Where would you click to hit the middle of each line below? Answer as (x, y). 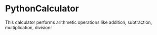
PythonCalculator (42, 9)
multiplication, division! (28, 27)
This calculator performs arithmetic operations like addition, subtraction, (78, 22)
